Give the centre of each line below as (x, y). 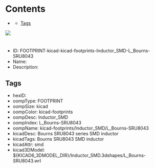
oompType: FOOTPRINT (38, 101)
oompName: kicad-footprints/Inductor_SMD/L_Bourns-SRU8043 (81, 128)
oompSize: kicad (30, 106)
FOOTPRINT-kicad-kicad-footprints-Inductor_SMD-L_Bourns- (85, 51)
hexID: (19, 95)
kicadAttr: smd (28, 144)
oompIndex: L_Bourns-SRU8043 (47, 122)
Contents (26, 9)
